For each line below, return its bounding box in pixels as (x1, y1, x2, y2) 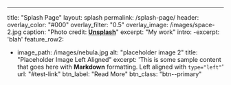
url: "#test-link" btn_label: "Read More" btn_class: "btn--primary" (16, 70, 202, 78)
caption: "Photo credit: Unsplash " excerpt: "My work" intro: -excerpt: (23, 28, 220, 36)
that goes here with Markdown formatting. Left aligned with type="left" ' (16, 63, 224, 71)
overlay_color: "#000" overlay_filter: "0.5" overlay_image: (7, 21, 168, 29)
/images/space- (169, 21, 215, 29)
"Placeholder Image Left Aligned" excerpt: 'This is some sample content (16, 56, 221, 63)
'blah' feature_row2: (7, 35, 64, 43)
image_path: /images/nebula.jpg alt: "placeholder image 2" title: (16, 48, 198, 56)
